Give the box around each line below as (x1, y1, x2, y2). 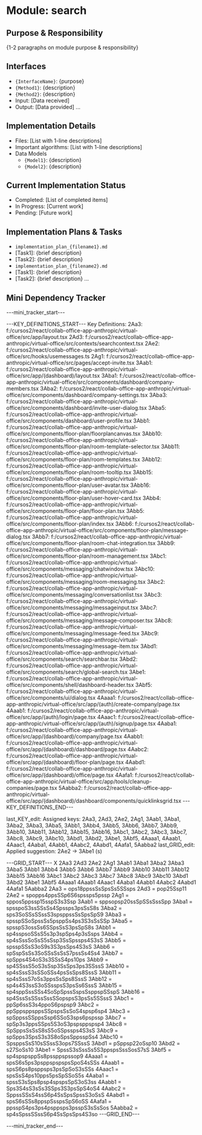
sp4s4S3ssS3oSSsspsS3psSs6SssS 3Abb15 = (6, 982, 123, 989)
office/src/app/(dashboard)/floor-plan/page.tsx (6, 758, 124, 766)
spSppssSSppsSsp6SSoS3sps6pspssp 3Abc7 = (6, 1014, 126, 1022)
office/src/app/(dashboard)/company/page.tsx (6, 733, 123, 740)
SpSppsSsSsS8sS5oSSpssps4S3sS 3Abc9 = (6, 1027, 119, 1034)
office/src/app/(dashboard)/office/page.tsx (6, 771, 114, 779)
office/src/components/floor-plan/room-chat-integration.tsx (6, 540, 156, 547)
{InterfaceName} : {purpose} (15, 77, 85, 85)
